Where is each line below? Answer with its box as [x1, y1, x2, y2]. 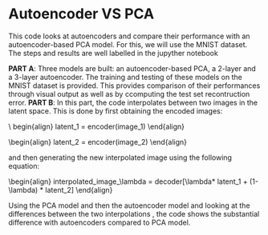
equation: [8, 161, 40, 170]
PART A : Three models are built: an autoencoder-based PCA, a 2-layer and [8, 63, 257, 73]
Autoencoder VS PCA [8, 5, 155, 23]
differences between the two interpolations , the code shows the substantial [8, 209, 260, 218]
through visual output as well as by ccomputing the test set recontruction [8, 89, 250, 98]
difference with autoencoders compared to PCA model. [8, 217, 191, 227]
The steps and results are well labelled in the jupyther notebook [8, 48, 218, 58]
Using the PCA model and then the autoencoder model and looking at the [8, 201, 250, 210]
